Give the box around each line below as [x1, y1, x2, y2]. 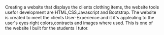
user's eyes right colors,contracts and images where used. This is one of [5, 20, 153, 26]
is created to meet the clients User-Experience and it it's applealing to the [5, 15, 155, 20]
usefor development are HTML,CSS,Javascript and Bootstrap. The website [5, 9, 157, 15]
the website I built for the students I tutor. [5, 25, 89, 31]
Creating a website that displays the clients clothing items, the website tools [5, 4, 159, 10]
